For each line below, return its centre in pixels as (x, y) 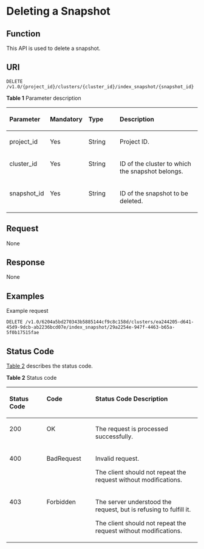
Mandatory (66, 119)
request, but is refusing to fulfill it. (143, 509)
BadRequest (64, 459)
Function (23, 34)
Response (26, 263)
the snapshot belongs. (151, 171)
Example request (27, 311)
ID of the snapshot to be (154, 193)
